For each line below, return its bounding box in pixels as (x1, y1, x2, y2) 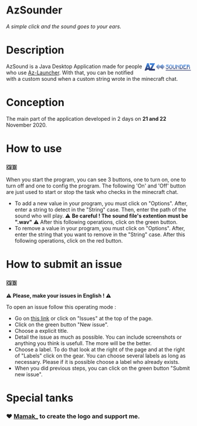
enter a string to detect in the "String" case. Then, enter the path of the (14, 206, 186, 213)
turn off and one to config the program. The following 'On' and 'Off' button (6, 182, 186, 189)
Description (6, 43, 64, 57)
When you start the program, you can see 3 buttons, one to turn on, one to (6, 176, 186, 183)
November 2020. (6, 121, 47, 128)
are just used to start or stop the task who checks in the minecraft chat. (6, 189, 179, 196)
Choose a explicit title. (14, 327, 69, 334)
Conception (6, 96, 64, 109)
